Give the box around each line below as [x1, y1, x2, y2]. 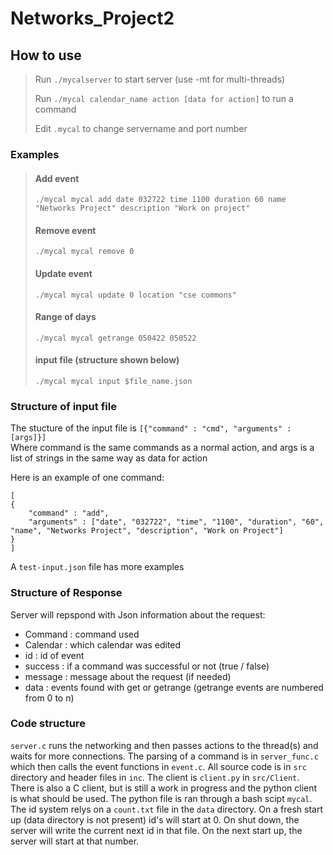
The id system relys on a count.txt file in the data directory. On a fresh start [10, 803, 323, 815]
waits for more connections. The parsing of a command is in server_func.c [10, 750, 319, 762]
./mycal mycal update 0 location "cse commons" [34, 290, 237, 300]
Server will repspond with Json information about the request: [10, 608, 266, 621]
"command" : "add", [28, 508, 110, 519]
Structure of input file [10, 399, 117, 413]
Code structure [10, 717, 86, 731]
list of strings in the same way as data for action [10, 452, 208, 464]
